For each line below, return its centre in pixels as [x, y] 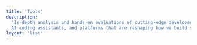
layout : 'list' [25, 33]
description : [22, 17]
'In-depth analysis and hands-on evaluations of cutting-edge [89, 22]
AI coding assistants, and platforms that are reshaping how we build [99, 28]
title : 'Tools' [25, 11]
